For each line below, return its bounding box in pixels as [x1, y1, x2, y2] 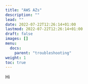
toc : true [5, 60, 26, 65]
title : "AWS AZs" [5, 7, 42, 13]
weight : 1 [5, 55, 26, 60]
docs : [10, 46, 22, 51]
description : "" [5, 12, 40, 17]
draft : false [5, 31, 33, 36]
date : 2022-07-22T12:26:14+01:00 [5, 22, 76, 27]
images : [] [5, 36, 28, 41]
